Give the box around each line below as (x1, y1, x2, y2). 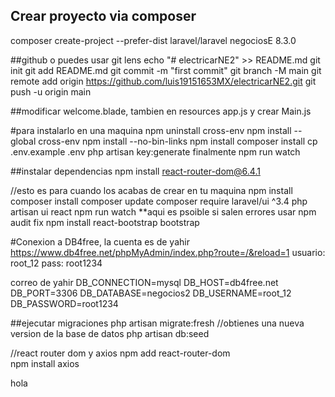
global (10, 135, 37, 147)
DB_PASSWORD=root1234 (10, 297, 119, 309)
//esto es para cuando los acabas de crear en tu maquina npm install (10, 184, 293, 196)
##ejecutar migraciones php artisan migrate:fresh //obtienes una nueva (10, 317, 305, 329)
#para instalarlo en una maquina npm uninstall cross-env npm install (10, 124, 292, 136)
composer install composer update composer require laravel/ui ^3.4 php (10, 195, 308, 207)
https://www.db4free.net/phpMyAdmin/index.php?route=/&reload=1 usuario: (10, 246, 326, 258)
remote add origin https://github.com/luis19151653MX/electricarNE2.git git (10, 75, 317, 87)
